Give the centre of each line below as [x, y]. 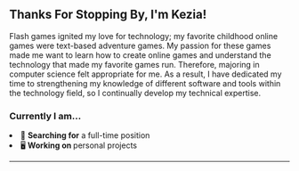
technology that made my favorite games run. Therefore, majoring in [134, 64]
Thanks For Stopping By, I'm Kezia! [108, 15]
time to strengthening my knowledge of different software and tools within [145, 83]
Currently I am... [45, 116]
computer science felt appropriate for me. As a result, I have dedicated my [145, 74]
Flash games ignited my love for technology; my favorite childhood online [144, 36]
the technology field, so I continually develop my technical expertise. [135, 93]
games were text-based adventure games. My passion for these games [140, 45]
